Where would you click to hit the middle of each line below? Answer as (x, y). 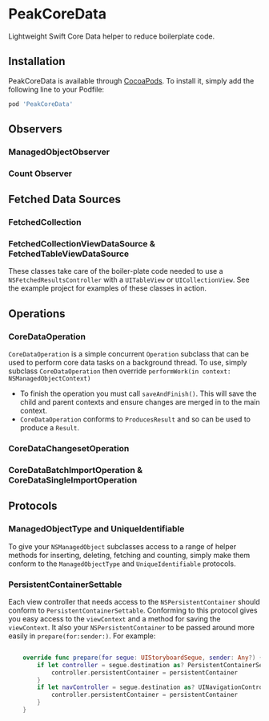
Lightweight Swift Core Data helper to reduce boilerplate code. (111, 36)
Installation (37, 61)
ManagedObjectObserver (59, 152)
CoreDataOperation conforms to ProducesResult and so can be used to (135, 419)
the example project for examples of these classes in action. (107, 288)
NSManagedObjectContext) (50, 379)
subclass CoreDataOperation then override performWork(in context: (120, 371)
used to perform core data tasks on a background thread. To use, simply (128, 363)
